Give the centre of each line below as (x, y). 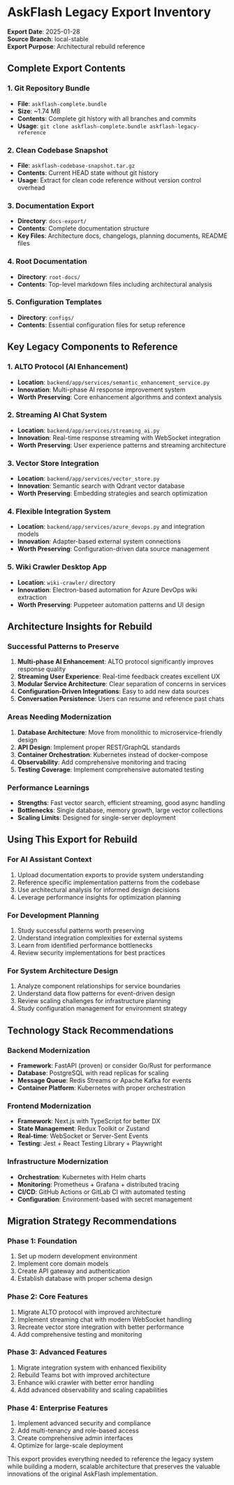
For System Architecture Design (63, 971)
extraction (32, 597)
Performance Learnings (48, 788)
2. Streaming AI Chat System (57, 415)
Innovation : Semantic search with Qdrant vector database (101, 486)
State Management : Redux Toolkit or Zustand (83, 1129)
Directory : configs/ (46, 317)
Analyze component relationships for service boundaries (99, 986)
